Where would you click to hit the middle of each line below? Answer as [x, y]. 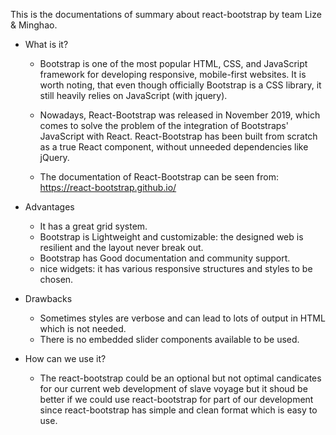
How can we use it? [65, 358]
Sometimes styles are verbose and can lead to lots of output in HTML [182, 318]
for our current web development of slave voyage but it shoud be [173, 388]
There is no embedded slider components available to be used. [169, 339]
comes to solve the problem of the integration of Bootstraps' [164, 125]
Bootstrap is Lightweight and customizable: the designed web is [171, 237]
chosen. [56, 279]
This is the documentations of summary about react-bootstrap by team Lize [166, 14]
